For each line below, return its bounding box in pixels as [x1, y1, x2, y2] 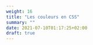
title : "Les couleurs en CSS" [6, 14, 80, 20]
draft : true [6, 30, 35, 36]
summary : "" [6, 19, 35, 25]
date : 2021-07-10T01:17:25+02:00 [6, 25, 88, 31]
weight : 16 [6, 8, 33, 15]
